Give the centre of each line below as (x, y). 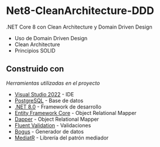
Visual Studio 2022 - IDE (44, 94)
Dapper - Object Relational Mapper (57, 119)
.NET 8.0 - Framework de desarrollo (58, 107)
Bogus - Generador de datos (49, 131)
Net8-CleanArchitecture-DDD (80, 11)
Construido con (35, 69)
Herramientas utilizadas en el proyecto (53, 83)
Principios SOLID (35, 50)
